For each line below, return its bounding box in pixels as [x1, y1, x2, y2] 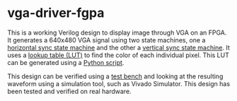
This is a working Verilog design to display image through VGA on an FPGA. [7, 28, 227, 37]
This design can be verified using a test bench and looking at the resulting [7, 72, 224, 81]
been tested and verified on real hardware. [7, 87, 132, 95]
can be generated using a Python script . [7, 58, 125, 66]
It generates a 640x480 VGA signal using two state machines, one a [7, 35, 206, 44]
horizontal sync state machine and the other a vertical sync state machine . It [7, 43, 230, 52]
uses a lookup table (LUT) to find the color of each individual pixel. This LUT [7, 51, 230, 59]
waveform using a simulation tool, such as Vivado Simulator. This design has [7, 79, 231, 88]
